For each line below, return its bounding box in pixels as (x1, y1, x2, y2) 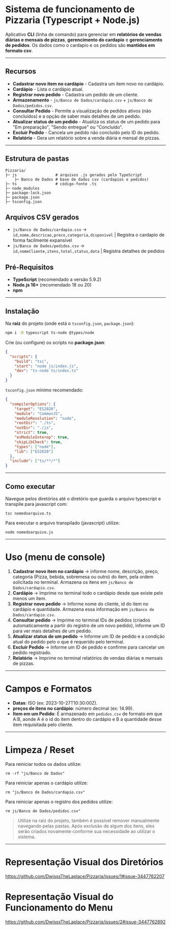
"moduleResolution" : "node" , (14, 416, 76, 421)
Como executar (5, 482, 55, 490)
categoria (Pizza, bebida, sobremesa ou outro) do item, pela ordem (12, 574, 154, 580)
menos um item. (12, 595, 47, 601)
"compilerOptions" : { (10, 401, 56, 406)
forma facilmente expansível (12, 237, 72, 243)
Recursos (5, 67, 37, 76)
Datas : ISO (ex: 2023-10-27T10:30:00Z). (12, 700, 98, 706)
